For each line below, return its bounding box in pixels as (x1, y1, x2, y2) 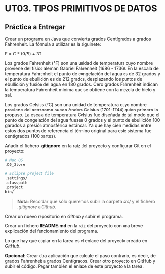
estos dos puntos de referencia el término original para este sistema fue (5, 128, 152, 134)
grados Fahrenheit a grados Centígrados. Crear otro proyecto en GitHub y (5, 258, 156, 264)
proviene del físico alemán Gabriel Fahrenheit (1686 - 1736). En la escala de (5, 65, 159, 71)
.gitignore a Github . (17, 204, 57, 210)
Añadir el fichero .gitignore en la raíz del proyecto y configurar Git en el (5, 143, 151, 149)
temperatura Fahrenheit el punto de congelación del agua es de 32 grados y (5, 71, 161, 77)
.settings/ (5, 175, 28, 181)
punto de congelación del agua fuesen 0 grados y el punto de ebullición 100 (5, 117, 160, 123)
